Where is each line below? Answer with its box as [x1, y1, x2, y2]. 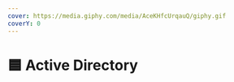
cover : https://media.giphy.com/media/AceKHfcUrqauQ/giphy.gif [7, 11, 227, 20]
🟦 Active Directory [7, 56, 139, 74]
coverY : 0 [7, 19, 41, 28]
